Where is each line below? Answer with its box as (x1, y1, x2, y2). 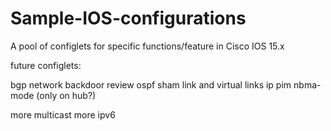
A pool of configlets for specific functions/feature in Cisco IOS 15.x (10, 40, 285, 52)
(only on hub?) (36, 89, 97, 101)
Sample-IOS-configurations (10, 7, 247, 30)
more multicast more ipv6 (10, 108, 116, 121)
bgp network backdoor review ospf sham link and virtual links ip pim (10, 78, 292, 91)
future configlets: (10, 59, 82, 71)
